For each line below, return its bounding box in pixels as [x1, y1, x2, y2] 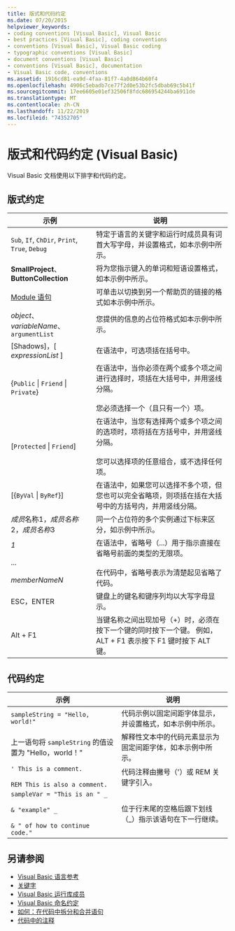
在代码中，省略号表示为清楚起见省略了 [95, 568, 222, 578]
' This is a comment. [10, 765, 83, 773]
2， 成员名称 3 [10, 525, 55, 535]
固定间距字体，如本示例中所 [121, 743, 213, 753]
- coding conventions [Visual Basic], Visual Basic [7, 29, 161, 37]
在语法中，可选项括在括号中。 [95, 346, 194, 355]
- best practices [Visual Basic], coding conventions [7, 36, 168, 43]
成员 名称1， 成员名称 [10, 515, 79, 525]
